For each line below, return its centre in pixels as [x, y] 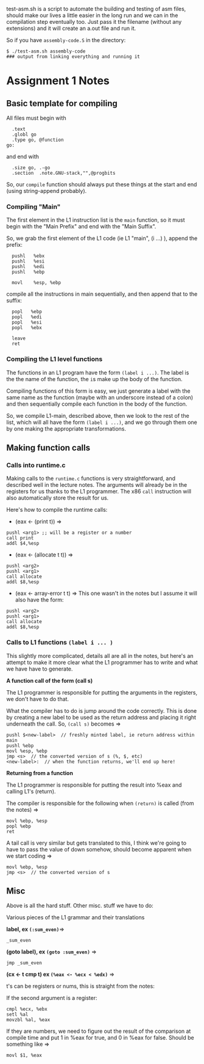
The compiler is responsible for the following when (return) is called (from [100, 803]
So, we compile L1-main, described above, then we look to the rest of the [98, 415]
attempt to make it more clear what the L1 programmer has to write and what [102, 662]
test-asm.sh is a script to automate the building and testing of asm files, [96, 9]
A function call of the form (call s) [50, 680]
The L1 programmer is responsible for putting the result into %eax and [94, 785]
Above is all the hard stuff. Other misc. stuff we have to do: [80, 906]
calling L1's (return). [31, 791]
